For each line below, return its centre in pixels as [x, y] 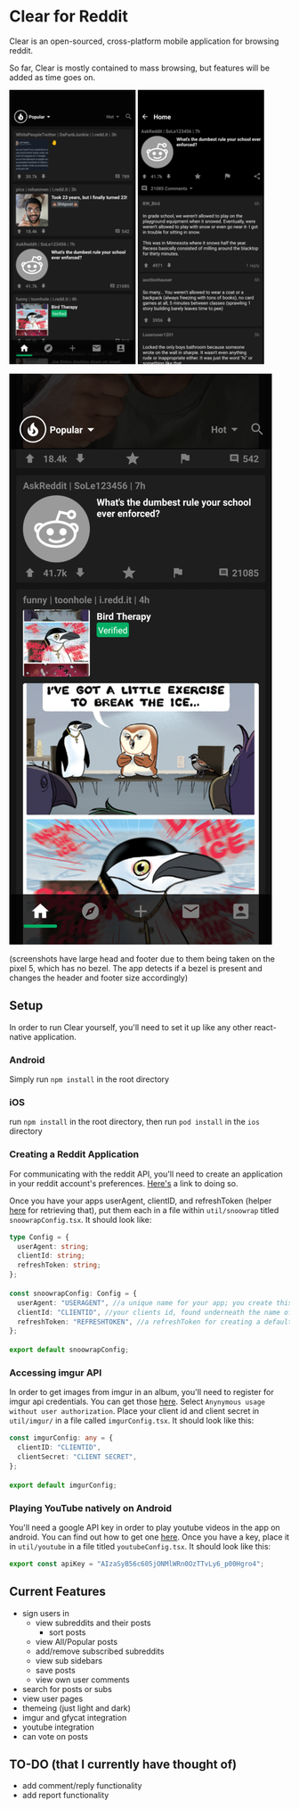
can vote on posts [55, 1736]
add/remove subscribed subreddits [100, 1651]
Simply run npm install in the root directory [89, 1079]
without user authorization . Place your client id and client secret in [134, 1411]
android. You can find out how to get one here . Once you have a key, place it [149, 1537]
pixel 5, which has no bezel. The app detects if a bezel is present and [136, 968]
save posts [55, 1670]
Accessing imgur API [56, 1373]
